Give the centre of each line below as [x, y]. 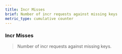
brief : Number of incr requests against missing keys [61, 14]
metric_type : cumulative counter [39, 18]
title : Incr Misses [25, 9]
